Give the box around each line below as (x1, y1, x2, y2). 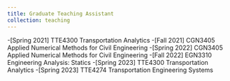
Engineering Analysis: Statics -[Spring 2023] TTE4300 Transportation (7, 58, 208, 66)
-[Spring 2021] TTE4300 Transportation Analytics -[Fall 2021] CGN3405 (7, 36, 215, 44)
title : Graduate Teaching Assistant (7, 10, 114, 17)
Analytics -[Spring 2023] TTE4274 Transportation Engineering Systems (7, 66, 214, 74)
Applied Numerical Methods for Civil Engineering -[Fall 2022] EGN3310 (7, 50, 212, 59)
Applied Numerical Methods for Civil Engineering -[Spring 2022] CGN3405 (7, 43, 224, 52)
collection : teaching (7, 17, 71, 24)
